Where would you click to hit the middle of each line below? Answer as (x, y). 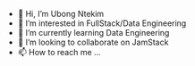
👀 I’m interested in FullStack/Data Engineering (102, 23)
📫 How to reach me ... (59, 52)
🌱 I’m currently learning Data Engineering (93, 33)
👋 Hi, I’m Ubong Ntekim (61, 14)
